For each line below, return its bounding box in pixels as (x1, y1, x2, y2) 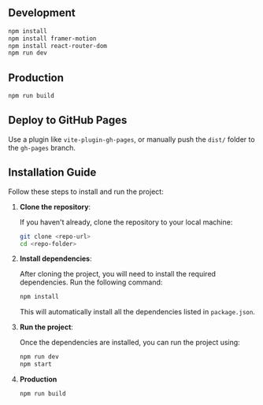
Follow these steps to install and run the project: (8, 187, 164, 196)
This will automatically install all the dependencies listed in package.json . (19, 307, 256, 317)
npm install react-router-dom (8, 42, 108, 50)
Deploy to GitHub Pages (8, 113, 128, 127)
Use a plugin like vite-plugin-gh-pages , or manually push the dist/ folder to (8, 134, 255, 144)
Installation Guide (8, 165, 97, 180)
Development (8, 6, 76, 20)
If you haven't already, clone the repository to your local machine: (19, 217, 233, 227)
